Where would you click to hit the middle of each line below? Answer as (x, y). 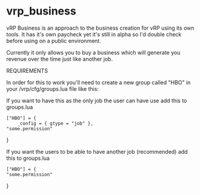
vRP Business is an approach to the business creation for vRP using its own (101, 28)
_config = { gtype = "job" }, (55, 123)
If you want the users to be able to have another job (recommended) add (97, 151)
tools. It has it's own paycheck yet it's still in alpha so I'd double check (94, 34)
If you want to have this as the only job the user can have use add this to (97, 101)
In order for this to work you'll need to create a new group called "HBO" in (98, 82)
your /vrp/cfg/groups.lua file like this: (52, 88)
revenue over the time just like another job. (60, 59)
